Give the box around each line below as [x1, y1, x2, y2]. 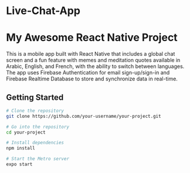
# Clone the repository [6, 107, 65, 114]
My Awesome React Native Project [6, 31, 178, 45]
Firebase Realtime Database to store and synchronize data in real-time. [6, 75, 178, 83]
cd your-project [6, 129, 46, 135]
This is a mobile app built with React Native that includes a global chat [6, 50, 175, 57]
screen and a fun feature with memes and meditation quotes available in [6, 57, 181, 64]
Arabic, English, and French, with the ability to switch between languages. [6, 63, 185, 70]
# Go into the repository [6, 124, 69, 130]
